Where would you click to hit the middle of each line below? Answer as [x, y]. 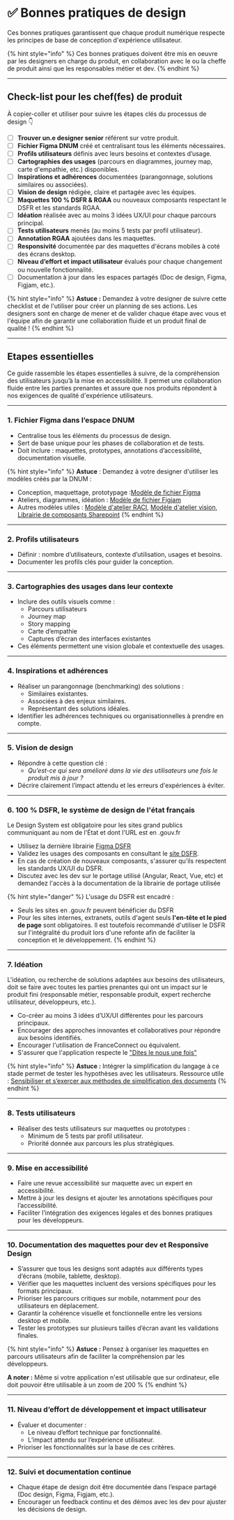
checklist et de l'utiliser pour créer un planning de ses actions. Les [102, 306]
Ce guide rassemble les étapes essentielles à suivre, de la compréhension [114, 373]
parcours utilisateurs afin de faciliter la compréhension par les [96, 1357]
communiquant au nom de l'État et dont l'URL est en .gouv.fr [94, 833]
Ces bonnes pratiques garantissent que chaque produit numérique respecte [116, 32]
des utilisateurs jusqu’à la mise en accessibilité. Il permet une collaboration [114, 381]
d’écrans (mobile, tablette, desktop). [69, 1276]
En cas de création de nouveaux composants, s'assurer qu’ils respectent [122, 861]
